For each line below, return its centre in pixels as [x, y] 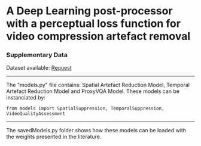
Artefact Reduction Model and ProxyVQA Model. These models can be [93, 91]
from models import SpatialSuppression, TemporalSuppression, [85, 108]
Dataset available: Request [39, 68]
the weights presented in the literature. [54, 137]
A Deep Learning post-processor [89, 11]
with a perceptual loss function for [94, 24]
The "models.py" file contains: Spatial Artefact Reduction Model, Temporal [98, 85]
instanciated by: [26, 98]
